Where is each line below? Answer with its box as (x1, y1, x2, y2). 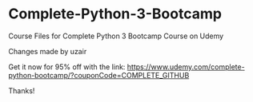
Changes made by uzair (8, 46, 87, 56)
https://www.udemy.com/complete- (127, 61, 246, 72)
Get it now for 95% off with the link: (8, 61, 126, 72)
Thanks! (8, 85, 35, 96)
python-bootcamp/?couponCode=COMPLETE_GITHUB (8, 70, 190, 80)
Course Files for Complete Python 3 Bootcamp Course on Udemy (8, 31, 224, 41)
